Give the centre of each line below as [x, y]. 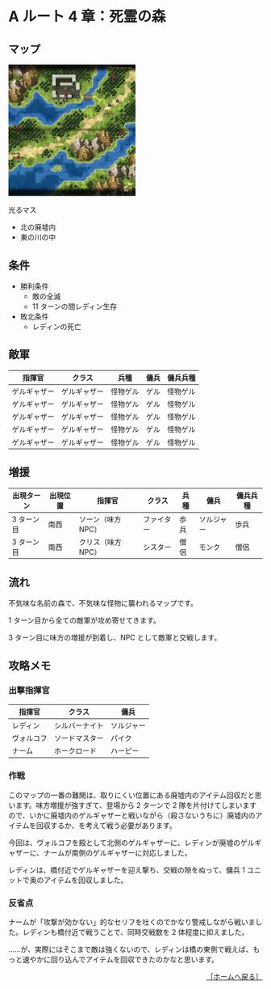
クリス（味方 [100, 542]
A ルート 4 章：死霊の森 [87, 17]
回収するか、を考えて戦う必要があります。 [106, 825]
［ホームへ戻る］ [234, 977]
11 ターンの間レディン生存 [75, 306]
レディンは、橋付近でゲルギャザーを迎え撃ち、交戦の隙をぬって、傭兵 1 [127, 869]
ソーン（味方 [100, 519]
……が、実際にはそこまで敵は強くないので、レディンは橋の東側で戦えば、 [131, 949]
